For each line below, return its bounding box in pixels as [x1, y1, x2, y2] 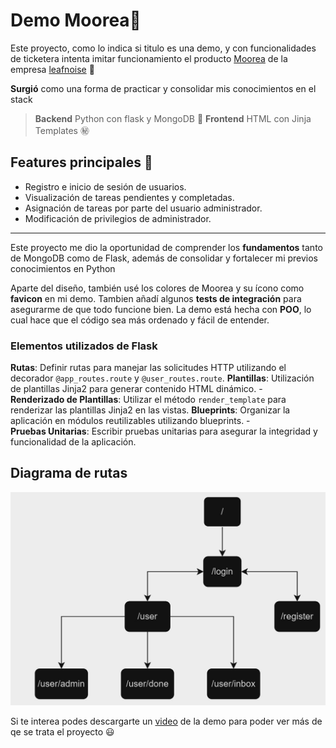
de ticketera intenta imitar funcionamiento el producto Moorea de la [10, 52, 288, 64]
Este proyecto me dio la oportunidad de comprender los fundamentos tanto [10, 241, 323, 253]
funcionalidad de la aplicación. [10, 436, 137, 448]
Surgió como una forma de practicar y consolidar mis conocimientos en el [10, 82, 317, 94]
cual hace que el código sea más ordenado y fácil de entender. [10, 314, 270, 326]
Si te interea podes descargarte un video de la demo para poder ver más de [10, 715, 323, 727]
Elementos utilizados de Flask [10, 339, 158, 353]
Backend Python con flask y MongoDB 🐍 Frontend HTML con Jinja [34, 112, 312, 124]
